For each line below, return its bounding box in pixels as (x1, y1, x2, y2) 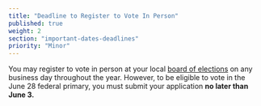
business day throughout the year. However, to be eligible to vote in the (8, 73, 246, 83)
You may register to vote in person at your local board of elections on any (8, 64, 253, 74)
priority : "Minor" (8, 42, 70, 50)
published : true (8, 19, 63, 28)
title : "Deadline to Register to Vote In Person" (8, 11, 179, 20)
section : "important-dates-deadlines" (8, 34, 139, 43)
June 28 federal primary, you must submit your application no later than (8, 82, 249, 91)
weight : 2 (8, 27, 42, 35)
